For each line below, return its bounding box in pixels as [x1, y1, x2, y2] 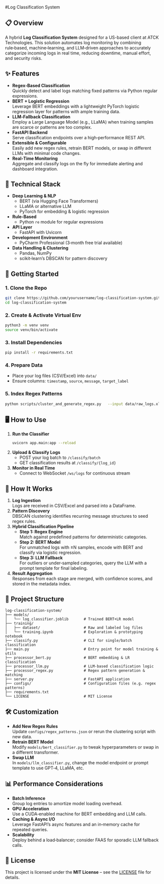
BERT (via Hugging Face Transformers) [19, 198, 99, 204]
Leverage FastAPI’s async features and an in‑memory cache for [12, 821, 140, 827]
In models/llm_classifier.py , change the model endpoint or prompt [12, 759, 149, 765]
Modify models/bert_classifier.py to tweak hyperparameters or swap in [12, 744, 159, 750]
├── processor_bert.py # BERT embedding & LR [5, 655, 130, 660]
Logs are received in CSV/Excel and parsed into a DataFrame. [12, 503, 136, 509]
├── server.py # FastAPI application [5, 677, 130, 682]
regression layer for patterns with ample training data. [12, 108, 121, 114]
